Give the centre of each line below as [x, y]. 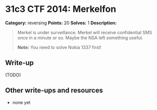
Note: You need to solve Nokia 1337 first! [59, 47]
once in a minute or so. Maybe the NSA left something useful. [80, 38]
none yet [21, 102]
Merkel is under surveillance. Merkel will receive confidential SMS [85, 32]
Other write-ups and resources [54, 90]
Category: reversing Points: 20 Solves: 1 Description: [61, 23]
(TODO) [13, 75]
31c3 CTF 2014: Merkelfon [61, 9]
